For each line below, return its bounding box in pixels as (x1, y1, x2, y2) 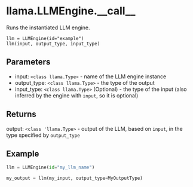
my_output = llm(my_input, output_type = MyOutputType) (6, 175, 143, 182)
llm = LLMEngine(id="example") (6, 35, 84, 41)
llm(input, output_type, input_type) (6, 41, 100, 47)
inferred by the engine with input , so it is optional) (14, 91, 139, 99)
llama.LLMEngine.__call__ (6, 4, 136, 18)
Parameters (6, 57, 51, 67)
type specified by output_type (6, 131, 81, 139)
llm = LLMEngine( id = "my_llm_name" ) (6, 164, 95, 171)
